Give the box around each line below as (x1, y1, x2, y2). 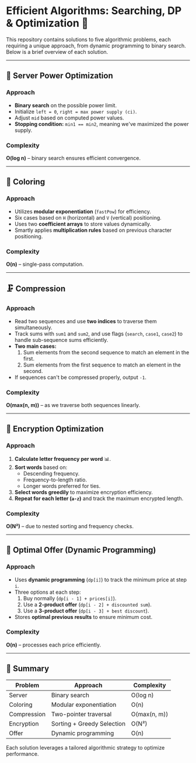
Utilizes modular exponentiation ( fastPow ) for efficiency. (14, 208, 152, 215)
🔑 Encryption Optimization (6, 424, 104, 434)
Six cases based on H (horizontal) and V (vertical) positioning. (14, 214, 162, 221)
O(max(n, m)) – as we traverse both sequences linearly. (6, 401, 141, 408)
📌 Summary (6, 663, 50, 674)
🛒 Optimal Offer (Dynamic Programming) (6, 545, 156, 555)
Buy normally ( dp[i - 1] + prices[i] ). (23, 594, 117, 601)
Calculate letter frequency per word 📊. (14, 455, 111, 462)
